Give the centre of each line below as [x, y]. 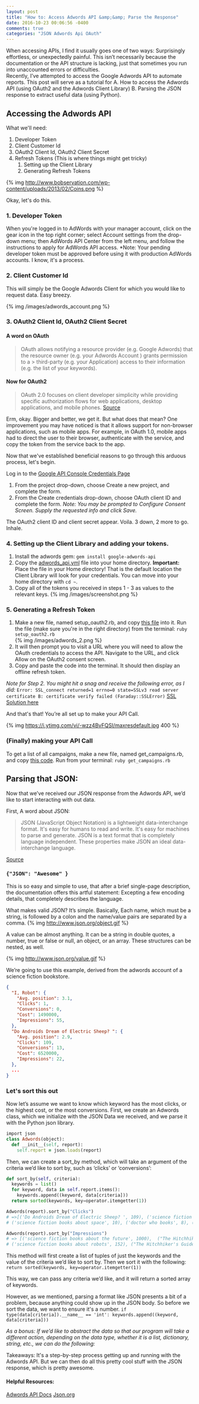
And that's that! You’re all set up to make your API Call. [73, 714]
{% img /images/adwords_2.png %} [58, 641]
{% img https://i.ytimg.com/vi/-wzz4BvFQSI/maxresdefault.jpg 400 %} [93, 725]
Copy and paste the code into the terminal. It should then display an [97, 665]
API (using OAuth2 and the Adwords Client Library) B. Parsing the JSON [94, 89]
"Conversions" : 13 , [41, 1048]
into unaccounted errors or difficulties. [53, 70]
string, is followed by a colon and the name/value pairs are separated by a [97, 916]
